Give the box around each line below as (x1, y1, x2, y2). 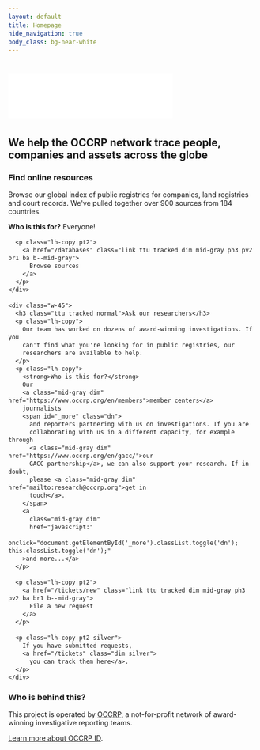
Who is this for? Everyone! (8, 222, 96, 232)
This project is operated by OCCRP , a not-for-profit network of (8, 710, 212, 719)
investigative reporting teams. (35, 718, 133, 728)
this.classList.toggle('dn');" (8, 547, 111, 555)
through (8, 436, 34, 445)
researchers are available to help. (22, 349, 144, 358)
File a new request (28, 602, 93, 611)
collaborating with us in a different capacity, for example (28, 428, 236, 437)
